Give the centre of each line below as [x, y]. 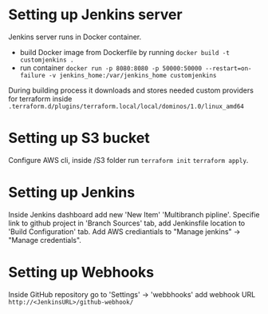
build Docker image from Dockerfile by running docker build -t [124, 52]
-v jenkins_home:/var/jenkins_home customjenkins [133, 75]
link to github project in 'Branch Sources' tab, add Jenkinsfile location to [127, 223]
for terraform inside [40, 98]
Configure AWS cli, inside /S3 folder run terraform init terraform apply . [128, 160]
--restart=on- [229, 68]
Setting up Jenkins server [95, 15]
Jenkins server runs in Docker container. [75, 37]
